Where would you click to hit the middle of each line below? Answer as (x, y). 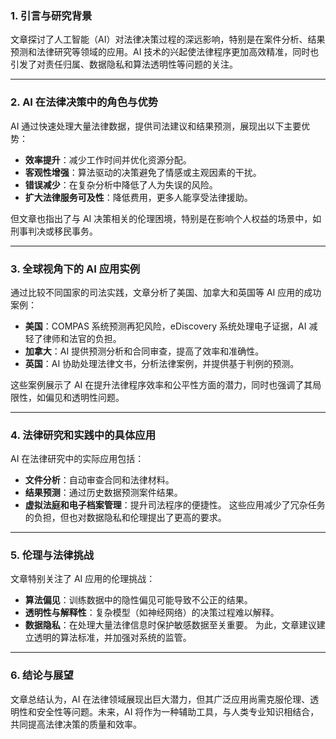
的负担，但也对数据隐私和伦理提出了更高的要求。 (125, 518)
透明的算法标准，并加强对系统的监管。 (112, 638)
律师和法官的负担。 (82, 338)
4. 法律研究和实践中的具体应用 (83, 435)
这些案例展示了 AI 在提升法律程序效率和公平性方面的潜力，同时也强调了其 (161, 384)
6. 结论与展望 (42, 675)
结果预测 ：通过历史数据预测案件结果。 (103, 493)
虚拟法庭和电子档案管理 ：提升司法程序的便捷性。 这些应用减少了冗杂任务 (175, 505)
